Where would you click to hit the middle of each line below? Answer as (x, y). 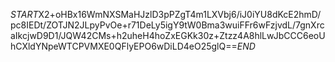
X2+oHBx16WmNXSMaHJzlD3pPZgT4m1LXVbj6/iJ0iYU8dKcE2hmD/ (180, 14)
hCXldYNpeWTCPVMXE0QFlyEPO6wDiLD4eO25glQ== (124, 46)
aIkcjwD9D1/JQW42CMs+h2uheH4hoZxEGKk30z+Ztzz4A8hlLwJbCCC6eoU (168, 35)
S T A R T (24, 14)
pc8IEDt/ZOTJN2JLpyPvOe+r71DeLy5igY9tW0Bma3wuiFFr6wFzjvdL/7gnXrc (167, 25)
